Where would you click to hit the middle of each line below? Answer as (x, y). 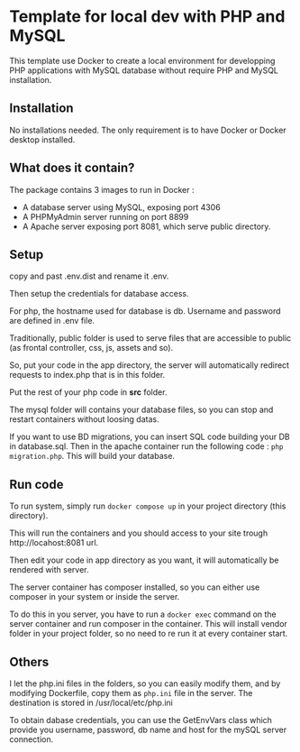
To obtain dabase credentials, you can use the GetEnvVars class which (141, 720)
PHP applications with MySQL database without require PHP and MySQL (144, 70)
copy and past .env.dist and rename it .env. (89, 276)
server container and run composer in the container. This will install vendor (149, 624)
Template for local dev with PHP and (147, 17)
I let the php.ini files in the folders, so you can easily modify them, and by (145, 683)
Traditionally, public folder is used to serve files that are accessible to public (150, 338)
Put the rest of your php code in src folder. (88, 392)
